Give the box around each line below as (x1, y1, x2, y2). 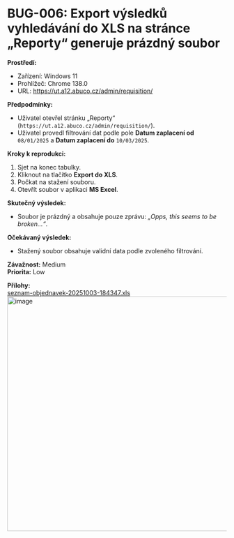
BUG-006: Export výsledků (7, 6, 167, 22)
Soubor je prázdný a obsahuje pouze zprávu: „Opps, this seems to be (17, 212, 217, 221)
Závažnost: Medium (7, 260, 66, 269)
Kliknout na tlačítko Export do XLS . (17, 170, 118, 179)
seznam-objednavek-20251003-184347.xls (7, 288, 131, 297)
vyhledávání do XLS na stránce (7, 20, 191, 36)
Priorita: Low (7, 267, 45, 276)
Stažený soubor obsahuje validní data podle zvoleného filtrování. (17, 246, 203, 255)
